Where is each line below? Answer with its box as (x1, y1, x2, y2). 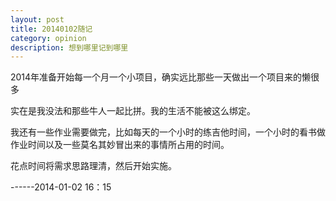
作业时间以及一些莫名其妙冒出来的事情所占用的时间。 (10, 139, 230, 151)
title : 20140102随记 (10, 24, 93, 34)
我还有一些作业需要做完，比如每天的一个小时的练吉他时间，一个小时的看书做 (10, 126, 326, 138)
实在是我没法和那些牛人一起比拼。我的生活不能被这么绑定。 (10, 105, 256, 117)
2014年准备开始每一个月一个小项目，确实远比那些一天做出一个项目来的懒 (10, 71, 312, 83)
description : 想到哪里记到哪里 (10, 42, 129, 53)
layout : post (10, 14, 65, 25)
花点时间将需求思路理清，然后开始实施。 (10, 160, 177, 172)
